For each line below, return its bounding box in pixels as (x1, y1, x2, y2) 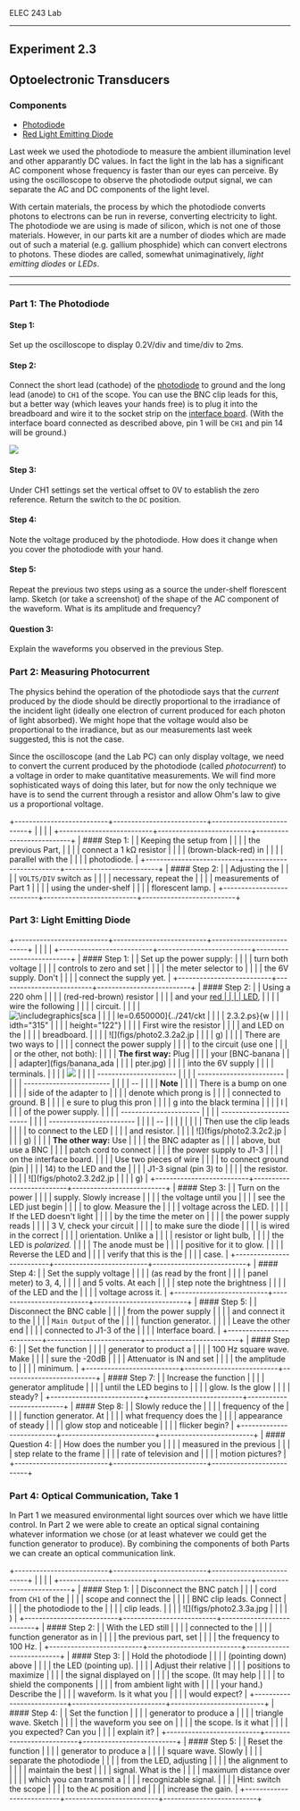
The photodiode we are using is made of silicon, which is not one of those (9, 221, 281, 232)
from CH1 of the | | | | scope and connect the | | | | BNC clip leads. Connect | (9, 1594, 287, 1605)
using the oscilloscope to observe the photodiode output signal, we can (9, 174, 273, 186)
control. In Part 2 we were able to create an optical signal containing (9, 1520, 260, 1530)
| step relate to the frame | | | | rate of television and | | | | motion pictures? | (9, 1448, 287, 1459)
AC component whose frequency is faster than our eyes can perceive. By (9, 165, 279, 176)
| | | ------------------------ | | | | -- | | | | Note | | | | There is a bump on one (9, 1077, 287, 1089)
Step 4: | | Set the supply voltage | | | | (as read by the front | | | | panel (9, 1268, 269, 1278)
